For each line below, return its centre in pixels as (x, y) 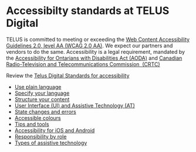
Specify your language (42, 93)
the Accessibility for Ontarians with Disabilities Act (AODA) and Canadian (94, 58)
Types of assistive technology (51, 143)
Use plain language (38, 87)
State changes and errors (45, 112)
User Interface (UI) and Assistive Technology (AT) (75, 105)
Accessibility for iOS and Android (55, 130)
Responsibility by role (40, 136)
